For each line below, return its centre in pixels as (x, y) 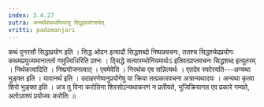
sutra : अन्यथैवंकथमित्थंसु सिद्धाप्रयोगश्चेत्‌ (56, 23)
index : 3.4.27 (32, 15)
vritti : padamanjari (42, 30)
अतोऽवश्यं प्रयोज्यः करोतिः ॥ (42, 96)
